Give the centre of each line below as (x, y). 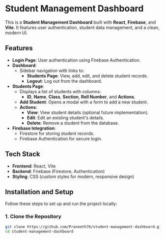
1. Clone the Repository (33, 216)
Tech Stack (23, 154)
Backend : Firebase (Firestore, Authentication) (58, 171)
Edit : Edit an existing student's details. (66, 118)
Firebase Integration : (34, 128)
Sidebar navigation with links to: (52, 70)
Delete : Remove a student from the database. (73, 123)
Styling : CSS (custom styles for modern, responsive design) (73, 176)
